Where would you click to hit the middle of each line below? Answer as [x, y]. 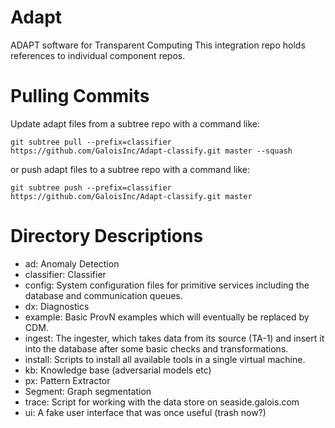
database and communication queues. [103, 295]
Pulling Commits [80, 96]
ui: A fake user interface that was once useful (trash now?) [145, 412]
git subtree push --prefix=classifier [91, 187]
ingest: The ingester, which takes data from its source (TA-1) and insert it [174, 338]
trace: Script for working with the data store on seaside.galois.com [162, 402]
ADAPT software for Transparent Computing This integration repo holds [158, 45]
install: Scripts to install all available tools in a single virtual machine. [165, 359]
